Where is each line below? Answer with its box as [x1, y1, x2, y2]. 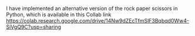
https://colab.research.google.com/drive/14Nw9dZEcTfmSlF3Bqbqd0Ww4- [6, 17, 190, 24]
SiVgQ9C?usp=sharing [6, 23, 62, 30]
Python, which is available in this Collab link [6, 11, 112, 18]
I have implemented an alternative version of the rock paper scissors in [6, 5, 178, 12]
